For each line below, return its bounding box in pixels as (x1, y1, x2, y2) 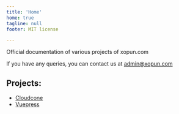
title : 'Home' (6, 9, 43, 15)
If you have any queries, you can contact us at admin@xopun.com (6, 60, 173, 67)
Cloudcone (15, 94, 43, 102)
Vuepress (15, 101, 40, 108)
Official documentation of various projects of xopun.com (6, 48, 148, 56)
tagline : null (6, 20, 43, 26)
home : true (6, 15, 34, 21)
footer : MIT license (6, 26, 59, 32)
